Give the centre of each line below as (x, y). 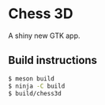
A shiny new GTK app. (44, 36)
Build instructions (52, 60)
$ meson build (32, 79)
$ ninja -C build (37, 86)
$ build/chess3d (35, 93)
